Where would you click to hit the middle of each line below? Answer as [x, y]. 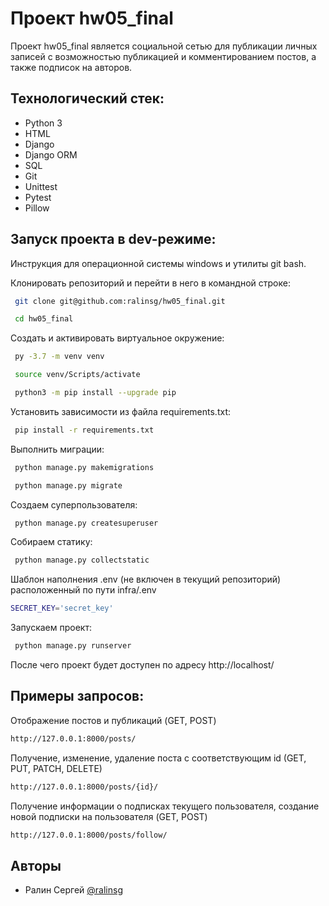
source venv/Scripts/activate [77, 375]
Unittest [41, 186]
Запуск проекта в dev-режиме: [113, 239]
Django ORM [51, 154]
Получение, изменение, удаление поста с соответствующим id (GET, [158, 758]
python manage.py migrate [68, 485]
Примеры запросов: [77, 696]
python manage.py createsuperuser [86, 523]
